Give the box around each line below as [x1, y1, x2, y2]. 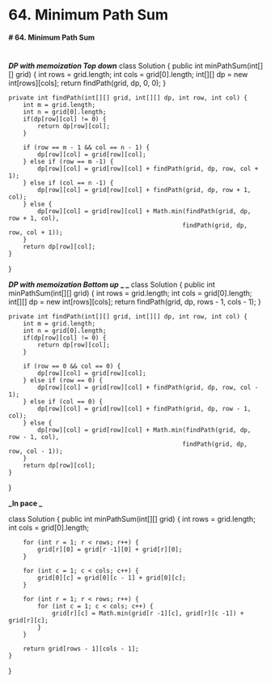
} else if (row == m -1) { [23, 158, 114, 166]
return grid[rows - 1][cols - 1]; [23, 645, 139, 653]
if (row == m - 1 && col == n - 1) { [23, 143, 150, 152]
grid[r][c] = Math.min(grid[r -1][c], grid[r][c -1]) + [51, 609, 244, 617]
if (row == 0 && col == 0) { [23, 362, 121, 370]
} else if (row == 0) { [23, 377, 104, 385]
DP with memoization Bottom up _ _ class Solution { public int [8, 280, 216, 289]
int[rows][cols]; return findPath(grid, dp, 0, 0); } [8, 79, 167, 88]
